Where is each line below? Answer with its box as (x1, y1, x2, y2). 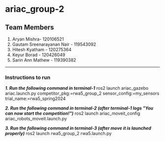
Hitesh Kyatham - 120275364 (12, 47, 72, 52)
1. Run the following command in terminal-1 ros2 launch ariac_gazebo (5, 85, 149, 91)
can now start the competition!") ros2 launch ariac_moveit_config (5, 110, 140, 116)
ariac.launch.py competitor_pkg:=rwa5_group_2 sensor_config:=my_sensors (5, 90, 160, 97)
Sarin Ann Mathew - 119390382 (12, 57, 76, 63)
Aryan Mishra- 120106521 (12, 36, 64, 42)
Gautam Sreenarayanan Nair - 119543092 (12, 41, 97, 47)
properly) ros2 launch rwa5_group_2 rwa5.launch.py (5, 131, 112, 137)
